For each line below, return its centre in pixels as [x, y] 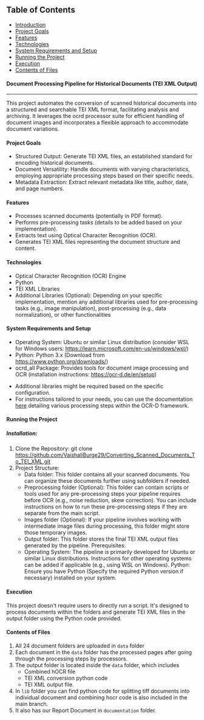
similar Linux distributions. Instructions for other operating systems [108, 558]
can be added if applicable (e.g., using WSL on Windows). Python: [107, 565]
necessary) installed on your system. [70, 578]
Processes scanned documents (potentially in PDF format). [89, 216]
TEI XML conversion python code [66, 678]
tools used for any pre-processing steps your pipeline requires [102, 494]
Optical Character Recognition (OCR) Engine [70, 275]
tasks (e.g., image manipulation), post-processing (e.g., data [91, 308]
